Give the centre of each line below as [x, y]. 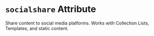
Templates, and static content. [37, 28]
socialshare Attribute [51, 9]
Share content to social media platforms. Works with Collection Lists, [77, 23]
